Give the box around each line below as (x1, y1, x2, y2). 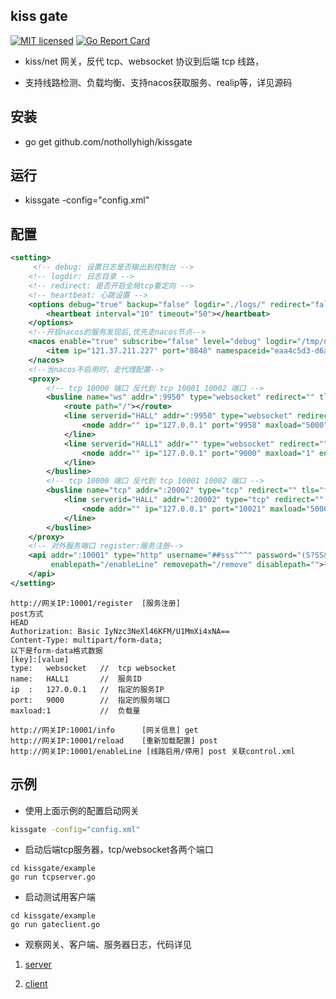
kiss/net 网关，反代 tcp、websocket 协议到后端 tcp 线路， (24, 55, 265, 67)
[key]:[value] (10, 654, 70, 664)
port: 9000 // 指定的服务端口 (10, 695, 171, 705)
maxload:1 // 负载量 (10, 705, 141, 716)
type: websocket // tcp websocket (10, 663, 177, 673)
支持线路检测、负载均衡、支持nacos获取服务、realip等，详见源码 (24, 76, 293, 88)
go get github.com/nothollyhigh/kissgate (24, 135, 193, 148)
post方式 (10, 609, 44, 619)
